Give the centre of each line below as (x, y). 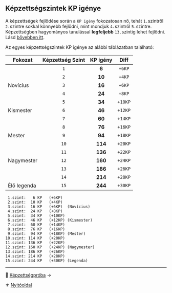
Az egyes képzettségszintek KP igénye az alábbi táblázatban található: (80, 47)
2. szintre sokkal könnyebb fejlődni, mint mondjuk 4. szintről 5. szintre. (79, 26)
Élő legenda (22, 186)
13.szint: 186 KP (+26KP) (35, 251)
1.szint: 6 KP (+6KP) (35, 197)
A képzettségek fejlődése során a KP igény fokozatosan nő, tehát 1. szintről (84, 21)
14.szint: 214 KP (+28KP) (35, 256)
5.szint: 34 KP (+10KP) (36, 215)
